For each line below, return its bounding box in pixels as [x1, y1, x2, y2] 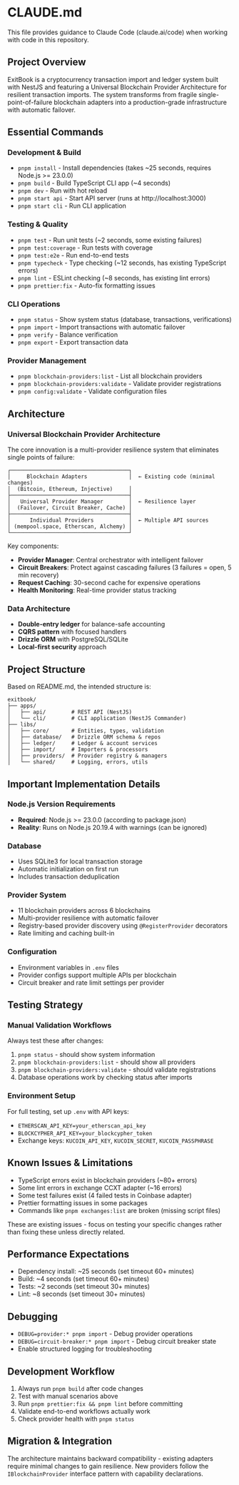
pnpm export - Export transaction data [17, 338, 128, 347]
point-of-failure [7, 98, 53, 106]
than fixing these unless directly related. [7, 1227, 126, 1236]
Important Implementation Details [7, 778, 161, 790]
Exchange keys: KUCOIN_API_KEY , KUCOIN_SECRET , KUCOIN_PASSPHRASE [17, 1136, 214, 1145]
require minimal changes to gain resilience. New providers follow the [7, 1461, 209, 1470]
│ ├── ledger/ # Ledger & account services [7, 740, 158, 747]
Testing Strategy [7, 999, 83, 1011]
